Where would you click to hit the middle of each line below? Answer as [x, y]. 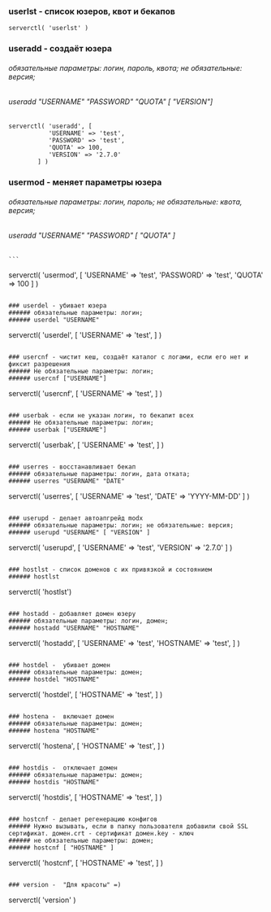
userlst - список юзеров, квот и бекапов [92, 11]
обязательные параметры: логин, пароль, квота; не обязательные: [125, 68]
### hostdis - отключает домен [63, 768]
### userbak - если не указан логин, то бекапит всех [101, 415]
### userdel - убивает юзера [58, 305]
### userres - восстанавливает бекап [72, 467]
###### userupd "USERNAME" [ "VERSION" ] [80, 532]
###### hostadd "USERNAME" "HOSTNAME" [74, 628]
